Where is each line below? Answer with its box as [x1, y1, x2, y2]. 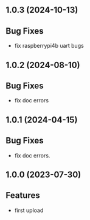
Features [5, 190, 40, 201]
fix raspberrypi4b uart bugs [14, 42, 85, 50]
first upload [14, 207, 44, 214]
